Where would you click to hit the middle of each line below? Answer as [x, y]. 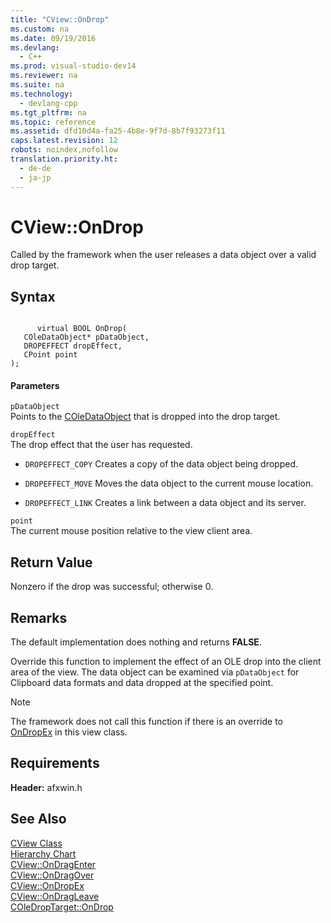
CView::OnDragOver [52, 875]
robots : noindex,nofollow [64, 150]
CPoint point [50, 355]
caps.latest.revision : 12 [64, 141]
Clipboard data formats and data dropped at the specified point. [142, 683]
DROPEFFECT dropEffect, [73, 346]
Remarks [39, 617]
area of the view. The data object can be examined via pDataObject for [155, 672]
